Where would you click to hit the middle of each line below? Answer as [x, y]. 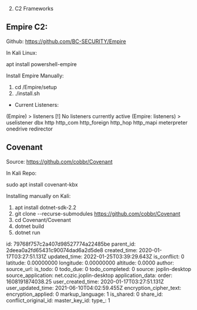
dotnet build [29, 226]
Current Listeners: [37, 105]
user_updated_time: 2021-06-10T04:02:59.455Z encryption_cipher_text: [94, 288]
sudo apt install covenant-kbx [42, 184]
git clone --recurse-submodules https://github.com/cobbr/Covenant [98, 213]
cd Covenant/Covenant [43, 220]
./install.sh [27, 93]
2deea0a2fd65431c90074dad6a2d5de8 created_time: [72, 250]
